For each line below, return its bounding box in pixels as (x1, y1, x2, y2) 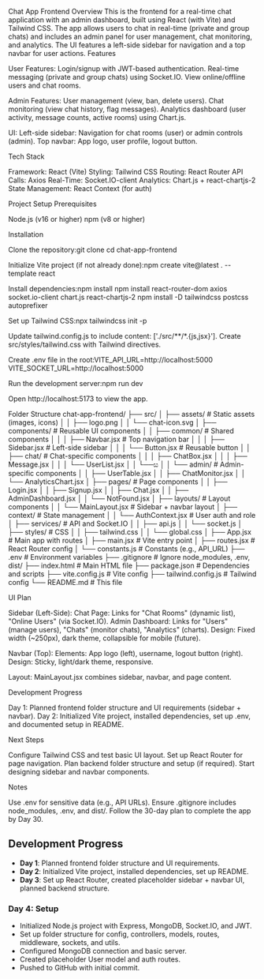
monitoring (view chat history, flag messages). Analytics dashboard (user (8, 104, 247, 114)
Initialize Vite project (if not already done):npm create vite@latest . (8, 261, 223, 269)
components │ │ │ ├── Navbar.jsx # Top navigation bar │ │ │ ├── (8, 434, 225, 444)
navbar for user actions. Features (8, 49, 117, 58)
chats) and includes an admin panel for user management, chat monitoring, (8, 32, 252, 41)
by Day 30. (8, 815, 43, 823)
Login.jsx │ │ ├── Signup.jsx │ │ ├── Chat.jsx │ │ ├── (8, 486, 189, 494)
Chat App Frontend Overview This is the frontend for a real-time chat (8, 7, 232, 16)
